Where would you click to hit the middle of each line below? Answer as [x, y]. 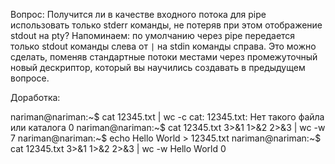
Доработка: [35, 97]
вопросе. [30, 78]
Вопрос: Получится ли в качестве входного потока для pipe [138, 14]
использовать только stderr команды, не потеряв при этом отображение [166, 25]
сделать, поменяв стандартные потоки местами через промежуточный [164, 57]
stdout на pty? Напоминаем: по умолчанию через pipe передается [153, 35]
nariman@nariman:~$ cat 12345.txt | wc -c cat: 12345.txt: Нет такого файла [167, 117]
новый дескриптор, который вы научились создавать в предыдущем [158, 67]
